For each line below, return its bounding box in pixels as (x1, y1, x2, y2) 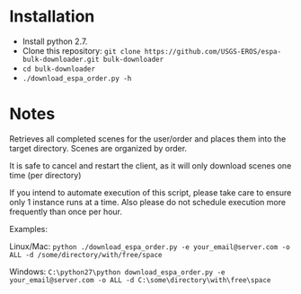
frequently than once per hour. (9, 206, 123, 217)
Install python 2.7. (22, 36, 88, 47)
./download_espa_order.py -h (22, 73, 132, 82)
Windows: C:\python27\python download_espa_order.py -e (9, 266, 226, 277)
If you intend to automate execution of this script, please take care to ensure (9, 186, 292, 198)
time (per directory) (9, 169, 82, 180)
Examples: (9, 223, 48, 234)
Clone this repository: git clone (22, 45, 141, 56)
